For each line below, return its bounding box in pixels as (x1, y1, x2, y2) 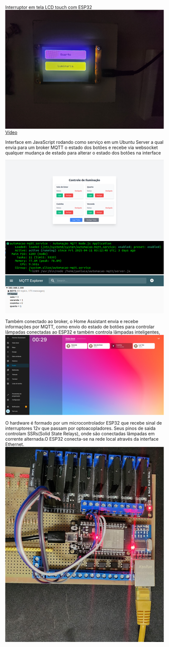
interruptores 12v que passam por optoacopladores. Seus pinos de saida (5, 425, 156, 432)
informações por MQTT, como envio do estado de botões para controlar (5, 324, 155, 330)
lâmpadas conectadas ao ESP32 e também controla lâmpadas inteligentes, (5, 329, 160, 335)
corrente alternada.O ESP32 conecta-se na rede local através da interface (5, 436, 159, 442)
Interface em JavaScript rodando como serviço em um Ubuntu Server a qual (5, 139, 163, 145)
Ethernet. (5, 441, 24, 447)
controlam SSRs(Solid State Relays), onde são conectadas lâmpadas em (5, 431, 155, 437)
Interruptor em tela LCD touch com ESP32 (5, 5, 92, 10)
